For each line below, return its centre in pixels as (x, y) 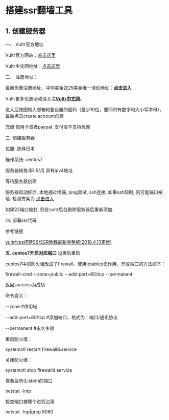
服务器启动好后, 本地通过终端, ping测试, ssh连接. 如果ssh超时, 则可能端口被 (84, 192)
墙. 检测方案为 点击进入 (30, 198)
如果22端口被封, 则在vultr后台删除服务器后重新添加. (59, 209)
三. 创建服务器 (20, 138)
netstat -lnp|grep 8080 (29, 412)
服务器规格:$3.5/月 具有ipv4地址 (39, 170)
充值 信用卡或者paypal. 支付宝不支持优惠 (48, 127)
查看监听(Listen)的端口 (29, 381)
